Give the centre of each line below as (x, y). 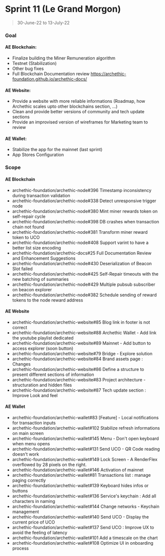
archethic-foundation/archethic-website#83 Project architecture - (79, 379)
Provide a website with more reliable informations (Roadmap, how (79, 101)
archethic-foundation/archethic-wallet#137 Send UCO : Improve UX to (83, 527)
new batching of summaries (40, 279)
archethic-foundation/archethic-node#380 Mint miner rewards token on (85, 211)
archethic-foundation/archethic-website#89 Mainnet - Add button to (82, 343)
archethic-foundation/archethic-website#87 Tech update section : (79, 390)
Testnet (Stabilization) (34, 63)
